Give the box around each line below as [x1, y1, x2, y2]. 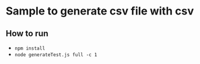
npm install [14, 45, 45, 51]
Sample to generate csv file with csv [6, 4, 194, 18]
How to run [6, 28, 49, 39]
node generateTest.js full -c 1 [14, 52, 97, 58]
